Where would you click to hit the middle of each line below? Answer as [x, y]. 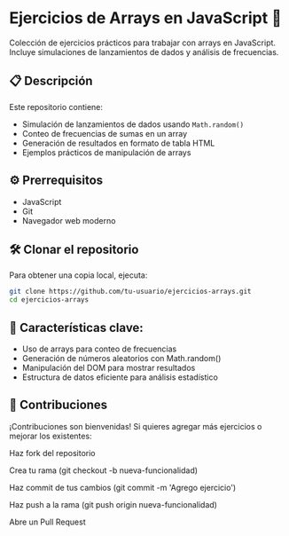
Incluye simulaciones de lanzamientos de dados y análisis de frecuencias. [144, 51]
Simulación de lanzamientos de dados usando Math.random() [133, 124]
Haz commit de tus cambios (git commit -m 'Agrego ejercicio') [123, 487]
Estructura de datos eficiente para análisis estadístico [120, 377]
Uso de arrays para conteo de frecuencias [99, 349]
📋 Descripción [51, 81]
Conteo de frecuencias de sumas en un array [105, 133]
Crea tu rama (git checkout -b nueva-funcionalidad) [103, 470]
